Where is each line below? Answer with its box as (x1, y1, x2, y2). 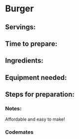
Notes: (5, 105, 22, 112)
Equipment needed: (5, 73, 67, 82)
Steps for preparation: (5, 90, 75, 99)
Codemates (5, 129, 34, 136)
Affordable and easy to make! (5, 116, 65, 122)
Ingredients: (5, 57, 43, 65)
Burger (5, 3, 34, 14)
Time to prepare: (5, 39, 58, 48)
